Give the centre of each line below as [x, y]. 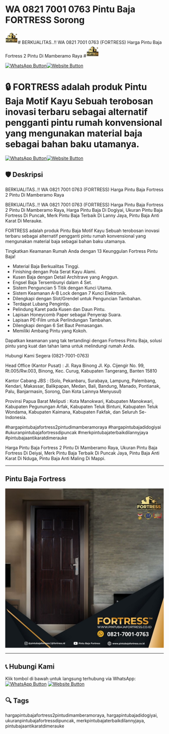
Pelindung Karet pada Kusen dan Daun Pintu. [59, 309]
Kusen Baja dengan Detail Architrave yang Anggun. [65, 277]
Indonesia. [16, 417]
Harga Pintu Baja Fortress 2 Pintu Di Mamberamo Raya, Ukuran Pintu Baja [81, 447]
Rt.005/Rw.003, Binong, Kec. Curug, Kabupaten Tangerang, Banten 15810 [81, 371]
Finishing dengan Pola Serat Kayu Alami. [54, 271]
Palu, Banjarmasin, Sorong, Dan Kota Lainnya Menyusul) [63, 391]
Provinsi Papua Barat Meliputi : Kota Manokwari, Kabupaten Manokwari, [79, 401]
